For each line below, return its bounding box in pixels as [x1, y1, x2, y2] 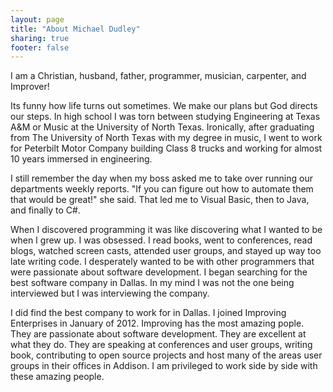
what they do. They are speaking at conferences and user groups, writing [10, 339, 313, 351]
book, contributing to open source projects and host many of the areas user [10, 349, 323, 361]
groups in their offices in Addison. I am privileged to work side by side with [10, 360, 318, 372]
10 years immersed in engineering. [10, 153, 153, 165]
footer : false [10, 42, 70, 53]
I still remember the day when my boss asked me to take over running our [10, 172, 313, 185]
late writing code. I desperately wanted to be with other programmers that [10, 256, 315, 268]
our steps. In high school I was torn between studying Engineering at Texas [10, 111, 321, 123]
